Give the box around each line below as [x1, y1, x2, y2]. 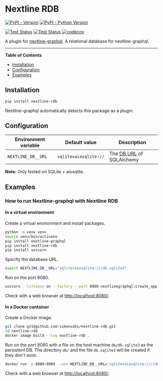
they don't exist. [5, 352, 37, 358]
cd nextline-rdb [5, 329, 38, 333]
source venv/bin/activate [5, 234, 57, 239]
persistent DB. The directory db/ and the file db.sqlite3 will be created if [5, 347, 150, 353]
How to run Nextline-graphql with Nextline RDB [5, 198, 118, 204]
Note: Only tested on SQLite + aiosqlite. [5, 169, 84, 175]
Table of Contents [5, 52, 42, 58]
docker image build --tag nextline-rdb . [5, 333, 90, 338]
